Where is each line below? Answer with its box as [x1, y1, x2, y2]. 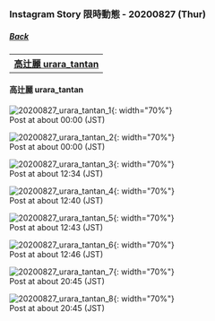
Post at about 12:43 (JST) [9, 222, 104, 233]
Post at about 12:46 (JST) [9, 249, 104, 260]
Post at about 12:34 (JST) [9, 169, 104, 179]
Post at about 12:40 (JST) [9, 195, 104, 206]
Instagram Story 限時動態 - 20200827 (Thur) [9, 7, 206, 20]
